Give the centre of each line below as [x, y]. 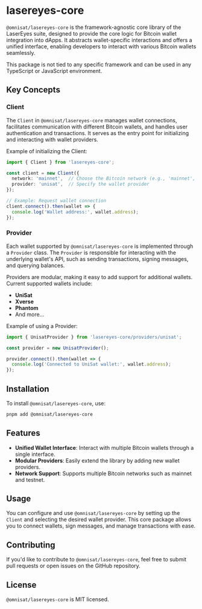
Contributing [31, 545]
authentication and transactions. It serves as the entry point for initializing [98, 133]
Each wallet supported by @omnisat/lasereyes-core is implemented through [100, 246]
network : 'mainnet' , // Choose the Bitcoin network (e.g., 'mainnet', [104, 178]
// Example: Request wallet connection [56, 201]
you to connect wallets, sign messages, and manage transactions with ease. [101, 526]
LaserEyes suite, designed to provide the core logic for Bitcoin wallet [91, 33]
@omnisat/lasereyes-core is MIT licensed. [58, 599]
